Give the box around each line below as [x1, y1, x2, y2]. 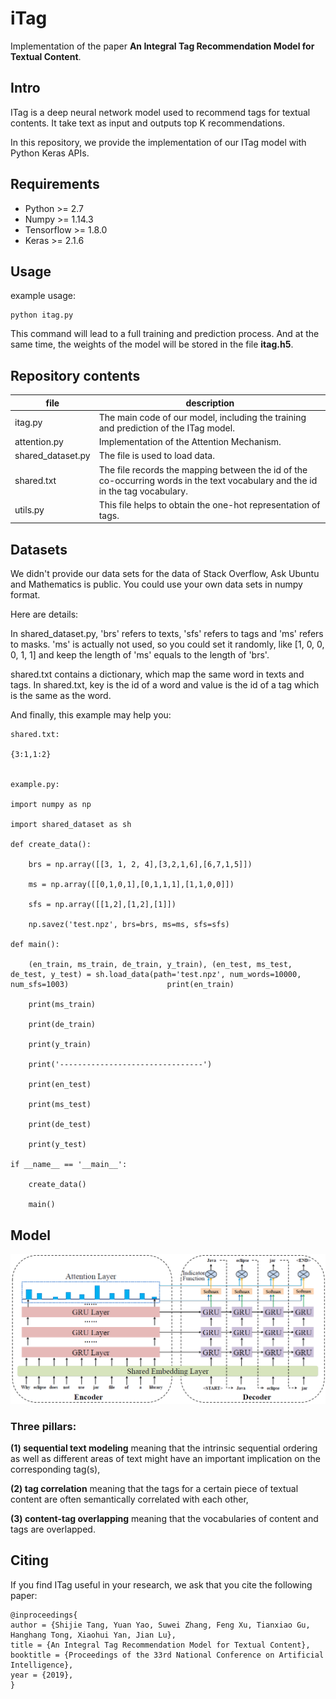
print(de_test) [28, 1120, 92, 1130]
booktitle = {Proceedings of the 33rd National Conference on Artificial [10, 1650, 325, 1660]
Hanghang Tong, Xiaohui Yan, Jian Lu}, [10, 1630, 177, 1640]
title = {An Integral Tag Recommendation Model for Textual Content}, [10, 1640, 311, 1650]
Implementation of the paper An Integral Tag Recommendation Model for [10, 40, 315, 52]
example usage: [10, 290, 76, 302]
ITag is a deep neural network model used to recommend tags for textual [10, 106, 311, 118]
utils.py [14, 504, 45, 516]
